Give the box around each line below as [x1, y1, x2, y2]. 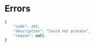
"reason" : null [13, 33, 45, 38]
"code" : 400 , [13, 24, 40, 29]
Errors [4, 3, 31, 14]
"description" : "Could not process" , [13, 28, 91, 34]
